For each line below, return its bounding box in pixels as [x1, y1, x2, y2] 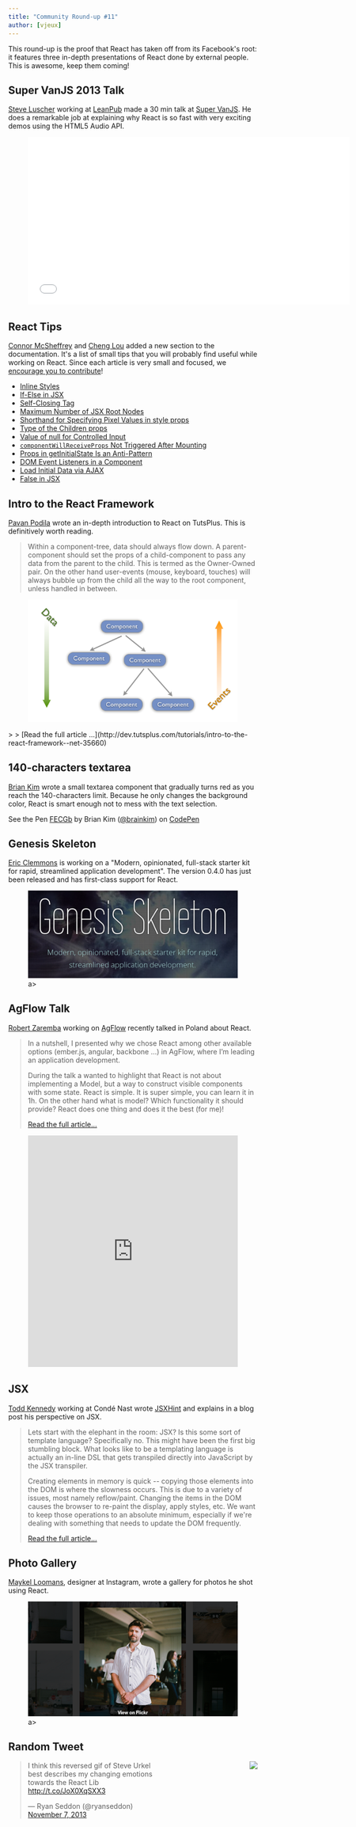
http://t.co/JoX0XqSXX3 [27, 1786, 106, 1796]
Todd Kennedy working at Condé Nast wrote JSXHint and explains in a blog [8, 1403, 255, 1413]
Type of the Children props [19, 424, 108, 433]
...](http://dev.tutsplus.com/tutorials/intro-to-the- [88, 729, 248, 739]
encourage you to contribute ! [8, 367, 104, 376]
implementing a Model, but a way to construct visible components [27, 1079, 243, 1088]
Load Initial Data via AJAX [19, 465, 104, 475]
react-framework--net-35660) [8, 738, 107, 747]
